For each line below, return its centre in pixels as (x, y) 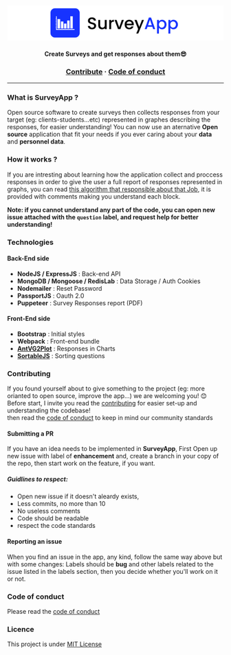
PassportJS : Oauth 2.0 (51, 296)
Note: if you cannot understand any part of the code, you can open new (111, 210)
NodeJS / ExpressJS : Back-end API (69, 274)
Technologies (30, 242)
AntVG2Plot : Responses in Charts (66, 348)
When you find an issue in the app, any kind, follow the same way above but (115, 557)
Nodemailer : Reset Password (59, 288)
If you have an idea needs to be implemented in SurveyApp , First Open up (112, 449)
